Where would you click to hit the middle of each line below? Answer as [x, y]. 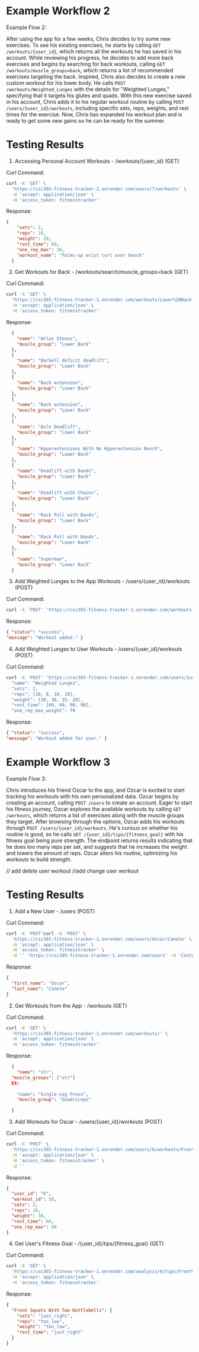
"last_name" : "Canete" [39, 989]
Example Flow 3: [26, 778]
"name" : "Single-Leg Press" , [53, 1094]
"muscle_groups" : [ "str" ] [44, 1078]
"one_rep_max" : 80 [34, 1227]
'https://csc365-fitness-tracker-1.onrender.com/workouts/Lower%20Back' [103, 300]
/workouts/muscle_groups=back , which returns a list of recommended [90, 70]
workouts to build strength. [39, 859]
